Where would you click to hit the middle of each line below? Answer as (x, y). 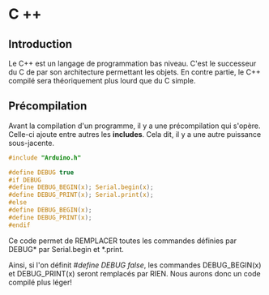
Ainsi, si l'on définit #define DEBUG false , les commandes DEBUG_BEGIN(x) (135, 265)
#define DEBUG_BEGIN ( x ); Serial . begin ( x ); (81, 187)
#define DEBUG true (41, 172)
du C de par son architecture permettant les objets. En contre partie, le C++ (134, 72)
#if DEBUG (25, 180)
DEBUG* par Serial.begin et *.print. (66, 249)
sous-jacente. (32, 143)
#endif (19, 225)
